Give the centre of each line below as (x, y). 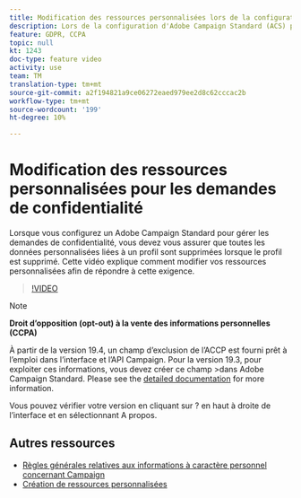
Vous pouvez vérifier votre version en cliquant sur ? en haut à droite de (140, 406)
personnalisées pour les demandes (143, 189)
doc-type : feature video (56, 59)
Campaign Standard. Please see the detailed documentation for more (137, 379)
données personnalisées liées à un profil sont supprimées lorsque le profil (146, 252)
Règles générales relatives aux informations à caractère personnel (144, 465)
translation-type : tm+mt (56, 84)
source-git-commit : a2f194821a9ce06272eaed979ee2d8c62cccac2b (128, 92)
